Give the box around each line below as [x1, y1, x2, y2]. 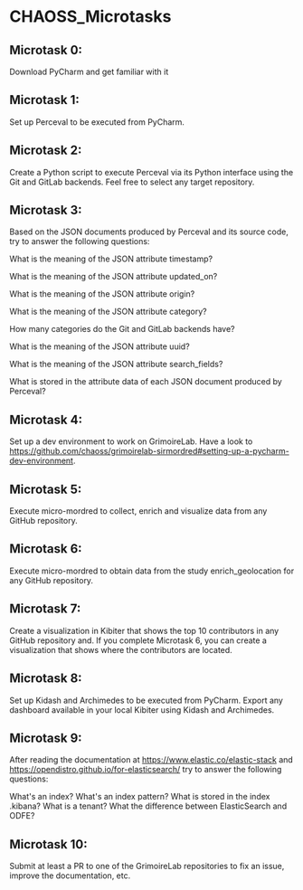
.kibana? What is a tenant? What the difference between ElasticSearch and [9, 800, 288, 811]
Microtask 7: [9, 601, 81, 617]
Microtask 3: [9, 203, 82, 218]
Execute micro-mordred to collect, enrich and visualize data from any [9, 506, 268, 516]
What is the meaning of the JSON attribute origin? [9, 289, 195, 299]
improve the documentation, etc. [9, 870, 131, 881]
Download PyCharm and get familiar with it [9, 66, 169, 77]
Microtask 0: [9, 43, 83, 58]
